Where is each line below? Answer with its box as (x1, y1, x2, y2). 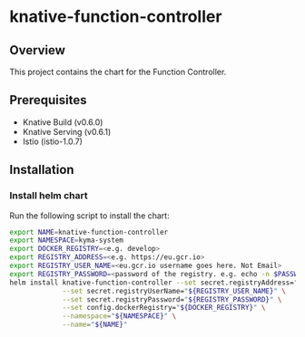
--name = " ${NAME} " (62, 320, 128, 330)
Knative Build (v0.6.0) (22, 116, 103, 128)
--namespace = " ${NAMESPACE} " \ (62, 312, 177, 321)
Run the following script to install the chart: (9, 210, 170, 221)
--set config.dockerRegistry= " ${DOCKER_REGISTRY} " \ (62, 303, 266, 313)
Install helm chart (9, 189, 88, 202)
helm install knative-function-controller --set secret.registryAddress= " (9, 278, 299, 287)
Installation (9, 162, 74, 178)
